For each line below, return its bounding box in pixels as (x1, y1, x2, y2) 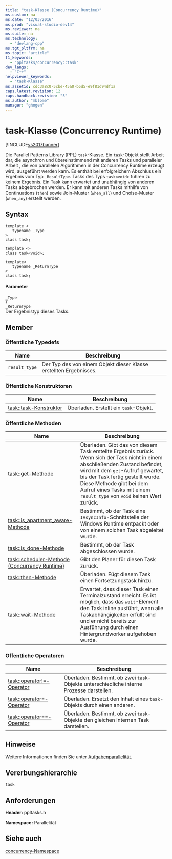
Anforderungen (5, 796, 56, 805)
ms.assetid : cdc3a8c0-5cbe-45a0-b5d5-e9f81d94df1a (5, 83, 116, 89)
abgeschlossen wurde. (80, 548, 135, 555)
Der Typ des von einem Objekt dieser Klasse (41, 361, 148, 368)
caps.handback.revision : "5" (5, 93, 68, 98)
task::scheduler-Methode (8, 556, 70, 563)
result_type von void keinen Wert (80, 493, 162, 500)
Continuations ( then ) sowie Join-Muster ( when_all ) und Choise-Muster (5, 190, 155, 196)
